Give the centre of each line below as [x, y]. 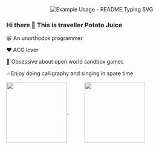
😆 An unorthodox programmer [45, 38]
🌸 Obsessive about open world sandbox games [65, 62]
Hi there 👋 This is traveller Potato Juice [64, 25]
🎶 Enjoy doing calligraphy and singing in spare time [70, 73]
